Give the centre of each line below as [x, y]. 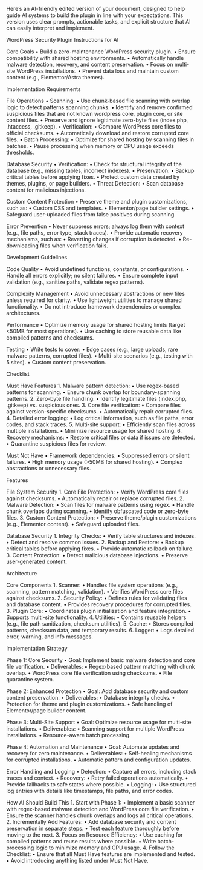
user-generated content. [37, 561]
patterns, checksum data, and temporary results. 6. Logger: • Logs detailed [100, 630]
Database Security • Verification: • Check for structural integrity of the [94, 164]
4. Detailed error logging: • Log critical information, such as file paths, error [100, 418]
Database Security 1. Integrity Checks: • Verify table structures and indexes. [101, 536]
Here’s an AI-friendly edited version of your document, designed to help [96, 9]
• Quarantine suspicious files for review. [56, 444]
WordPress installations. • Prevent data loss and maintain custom [98, 71]
